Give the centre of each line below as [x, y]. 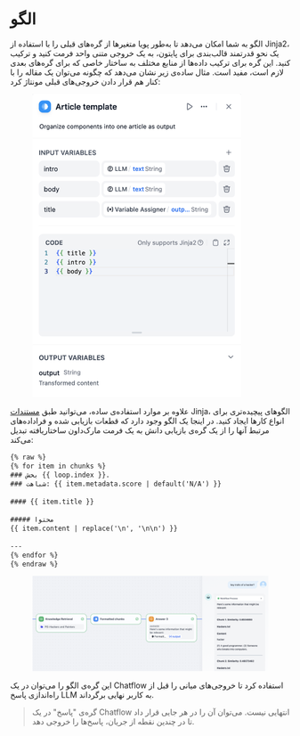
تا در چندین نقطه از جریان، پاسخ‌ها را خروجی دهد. [113, 722]
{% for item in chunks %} [58, 466]
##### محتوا [32, 519]
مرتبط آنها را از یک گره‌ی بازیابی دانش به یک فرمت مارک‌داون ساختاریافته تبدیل [140, 430]
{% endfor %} [34, 555]
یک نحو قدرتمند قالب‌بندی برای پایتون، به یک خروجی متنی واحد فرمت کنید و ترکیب [145, 53]
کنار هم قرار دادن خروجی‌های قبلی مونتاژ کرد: [85, 81]
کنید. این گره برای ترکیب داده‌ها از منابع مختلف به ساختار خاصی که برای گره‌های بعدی [150, 62]
